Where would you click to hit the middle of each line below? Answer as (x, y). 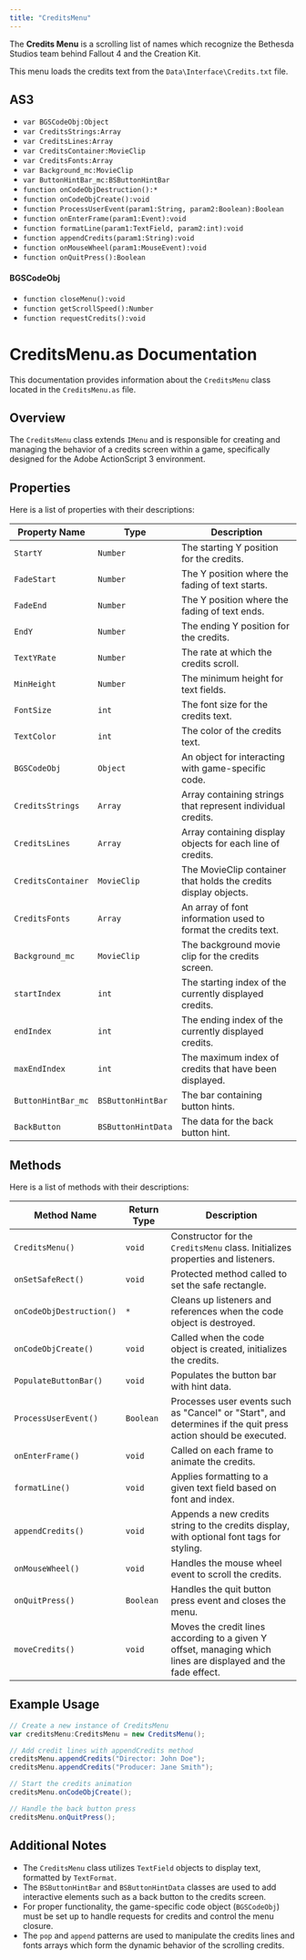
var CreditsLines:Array (68, 142)
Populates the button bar (224, 1375)
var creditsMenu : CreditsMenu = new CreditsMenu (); (107, 1734)
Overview (38, 418)
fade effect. (195, 1672)
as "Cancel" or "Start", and (228, 1413)
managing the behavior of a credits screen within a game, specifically (140, 449)
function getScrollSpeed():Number (88, 309)
